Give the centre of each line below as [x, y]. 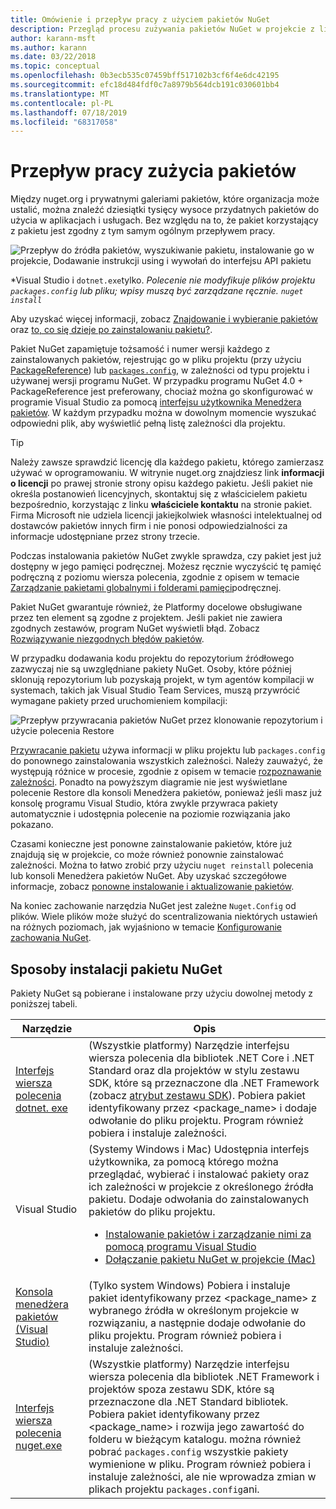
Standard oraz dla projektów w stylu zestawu [194, 1070]
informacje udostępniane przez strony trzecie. [105, 537]
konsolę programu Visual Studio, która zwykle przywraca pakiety [144, 803]
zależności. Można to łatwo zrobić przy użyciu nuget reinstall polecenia [162, 865]
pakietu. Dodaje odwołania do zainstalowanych [199, 1199]
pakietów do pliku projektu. [152, 1211]
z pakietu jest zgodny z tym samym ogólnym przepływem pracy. [143, 231]
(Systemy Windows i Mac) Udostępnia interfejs [199, 1149]
